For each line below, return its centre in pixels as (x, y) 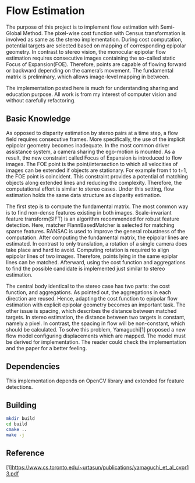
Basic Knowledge (38, 119)
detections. (19, 387)
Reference (25, 453)
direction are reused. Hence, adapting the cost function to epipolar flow (92, 298)
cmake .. (17, 430)
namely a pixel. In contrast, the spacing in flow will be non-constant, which (95, 323)
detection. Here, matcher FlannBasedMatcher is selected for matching (90, 225)
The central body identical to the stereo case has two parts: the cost (88, 286)
